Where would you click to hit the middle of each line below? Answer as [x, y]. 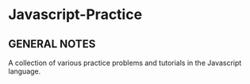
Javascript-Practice [75, 15]
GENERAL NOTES [52, 44]
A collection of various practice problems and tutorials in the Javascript [125, 63]
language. [25, 71]
